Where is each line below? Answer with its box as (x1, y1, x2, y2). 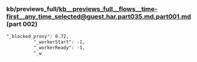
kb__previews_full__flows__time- (58, 5, 158, 13)
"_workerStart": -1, (33, 39, 85, 45)
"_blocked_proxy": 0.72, (6, 34, 69, 40)
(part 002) (6, 20, 38, 28)
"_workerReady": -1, (33, 45, 85, 51)
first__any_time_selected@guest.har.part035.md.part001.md (6, 12, 192, 20)
